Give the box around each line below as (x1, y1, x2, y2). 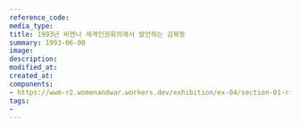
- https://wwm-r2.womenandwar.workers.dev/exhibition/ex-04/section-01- (9, 88, 286, 97)
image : (9, 47, 34, 55)
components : (9, 80, 54, 89)
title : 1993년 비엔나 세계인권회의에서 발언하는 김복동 (9, 30, 186, 38)
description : (9, 55, 58, 63)
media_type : (9, 21, 54, 30)
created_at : (9, 72, 54, 80)
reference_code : (9, 13, 70, 22)
